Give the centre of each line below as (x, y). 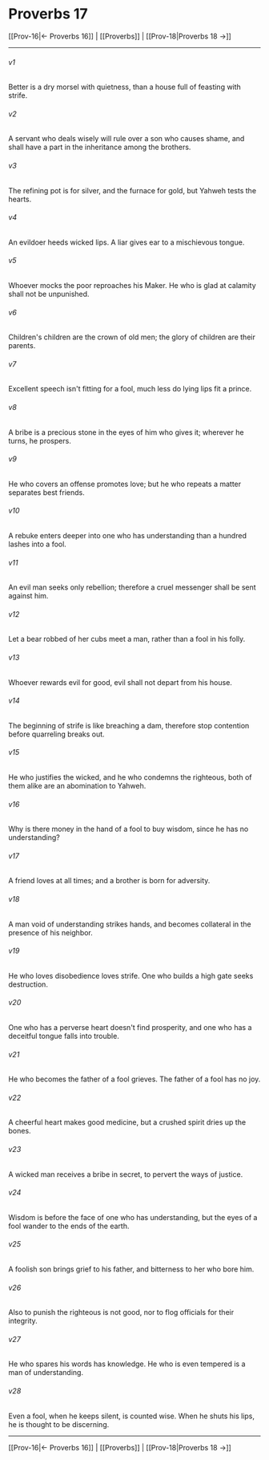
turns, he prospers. (40, 440)
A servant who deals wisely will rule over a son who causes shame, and (126, 139)
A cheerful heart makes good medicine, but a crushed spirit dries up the (127, 1122)
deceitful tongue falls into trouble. (64, 1036)
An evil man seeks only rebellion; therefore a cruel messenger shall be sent (132, 587)
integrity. (23, 1321)
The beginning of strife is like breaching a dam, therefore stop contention (129, 725)
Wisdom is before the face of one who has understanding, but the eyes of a (133, 1217)
